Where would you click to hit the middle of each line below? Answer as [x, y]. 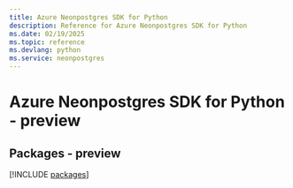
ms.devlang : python [45, 50]
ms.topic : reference [47, 42]
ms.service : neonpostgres [57, 58]
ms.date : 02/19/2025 [47, 34]
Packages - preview [65, 153]
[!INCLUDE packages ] [49, 174]
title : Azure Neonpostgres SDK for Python [89, 17]
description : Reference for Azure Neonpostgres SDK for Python [128, 26]
